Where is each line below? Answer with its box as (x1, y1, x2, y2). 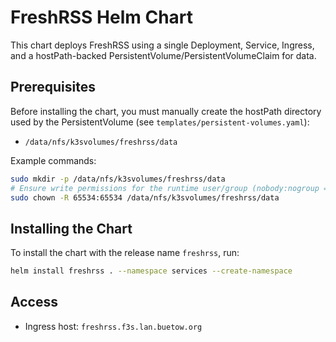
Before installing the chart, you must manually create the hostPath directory (10, 105, 322, 117)
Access (10, 294, 58, 311)
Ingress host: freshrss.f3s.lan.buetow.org (24, 320, 203, 332)
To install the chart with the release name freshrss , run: (10, 247, 240, 259)
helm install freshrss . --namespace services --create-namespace (10, 266, 293, 276)
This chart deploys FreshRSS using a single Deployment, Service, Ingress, (10, 39, 315, 51)
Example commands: (10, 154, 97, 166)
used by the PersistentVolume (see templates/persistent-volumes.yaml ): (10, 116, 310, 128)
